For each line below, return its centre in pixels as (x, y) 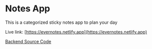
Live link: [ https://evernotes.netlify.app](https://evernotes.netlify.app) (76, 32)
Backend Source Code (28, 41)
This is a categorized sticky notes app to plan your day (61, 22)
